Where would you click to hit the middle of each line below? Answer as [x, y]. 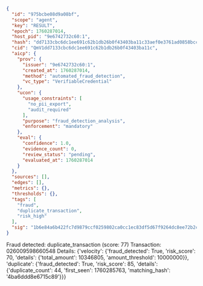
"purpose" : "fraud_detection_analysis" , [74, 121]
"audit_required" [50, 110]
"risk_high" [32, 216]
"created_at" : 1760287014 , [56, 70]
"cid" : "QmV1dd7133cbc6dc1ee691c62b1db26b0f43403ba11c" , [85, 48]
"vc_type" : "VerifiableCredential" [67, 81]
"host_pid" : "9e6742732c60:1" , [51, 37]
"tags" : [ [24, 199]
